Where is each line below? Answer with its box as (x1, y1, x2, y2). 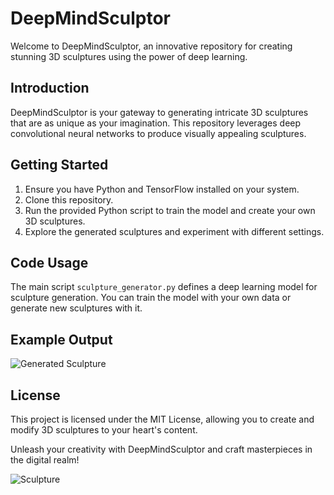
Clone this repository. (24, 193, 114, 206)
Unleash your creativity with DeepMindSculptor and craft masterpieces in (10, 443, 313, 455)
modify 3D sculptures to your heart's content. (10, 424, 198, 436)
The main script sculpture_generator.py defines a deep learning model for (10, 281, 318, 293)
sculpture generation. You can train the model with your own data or (10, 292, 292, 304)
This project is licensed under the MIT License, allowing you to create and (10, 413, 315, 425)
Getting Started (10, 157, 109, 174)
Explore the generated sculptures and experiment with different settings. (24, 225, 325, 237)
